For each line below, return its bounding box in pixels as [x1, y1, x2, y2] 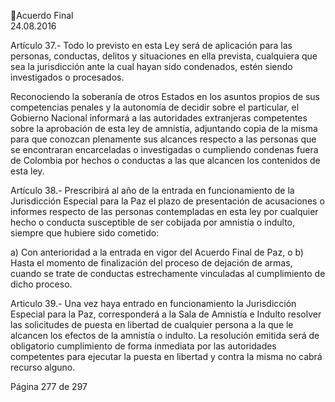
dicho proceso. [10, 278, 73, 290]
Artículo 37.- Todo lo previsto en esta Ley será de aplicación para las [10, 40, 293, 51]
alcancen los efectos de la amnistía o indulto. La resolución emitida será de [10, 330, 320, 341]
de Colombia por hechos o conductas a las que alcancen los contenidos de [10, 155, 321, 166]
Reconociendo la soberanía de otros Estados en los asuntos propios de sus [10, 91, 320, 102]
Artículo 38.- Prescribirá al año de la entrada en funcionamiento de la [10, 185, 295, 196]
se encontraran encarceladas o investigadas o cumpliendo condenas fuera [10, 144, 319, 155]
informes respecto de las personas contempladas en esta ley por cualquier [10, 206, 319, 217]
